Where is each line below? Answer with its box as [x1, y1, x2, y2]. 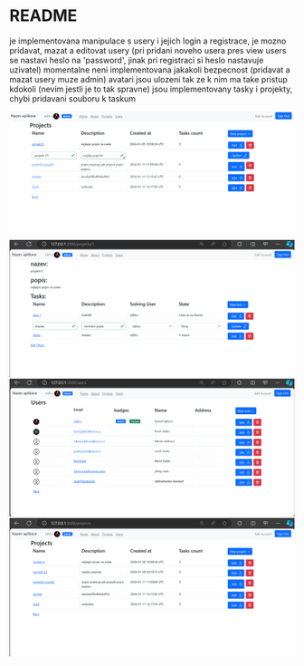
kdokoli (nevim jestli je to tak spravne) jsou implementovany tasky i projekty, [9, 83, 293, 94]
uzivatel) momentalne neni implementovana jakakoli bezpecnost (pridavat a [9, 64, 291, 75]
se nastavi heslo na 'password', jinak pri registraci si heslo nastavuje [9, 54, 264, 65]
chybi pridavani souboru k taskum [9, 92, 137, 104]
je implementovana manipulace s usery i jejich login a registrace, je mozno [9, 35, 287, 46]
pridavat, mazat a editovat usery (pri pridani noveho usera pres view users [9, 44, 287, 55]
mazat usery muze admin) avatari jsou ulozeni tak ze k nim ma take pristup [9, 73, 288, 84]
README [9, 5, 78, 26]
